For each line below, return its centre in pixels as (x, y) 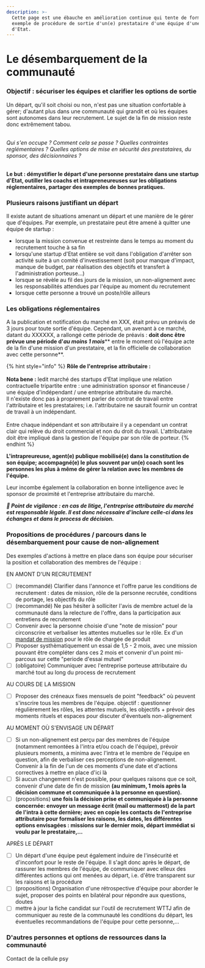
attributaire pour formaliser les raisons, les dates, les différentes (99, 819)
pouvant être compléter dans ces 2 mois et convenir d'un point (94, 652)
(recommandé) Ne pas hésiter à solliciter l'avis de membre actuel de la (104, 605)
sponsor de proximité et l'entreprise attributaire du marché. (81, 494)
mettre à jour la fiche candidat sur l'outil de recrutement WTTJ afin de (103, 908)
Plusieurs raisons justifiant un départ (63, 202)
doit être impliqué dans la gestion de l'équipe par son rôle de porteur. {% (98, 438)
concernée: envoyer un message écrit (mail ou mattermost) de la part (105, 806)
